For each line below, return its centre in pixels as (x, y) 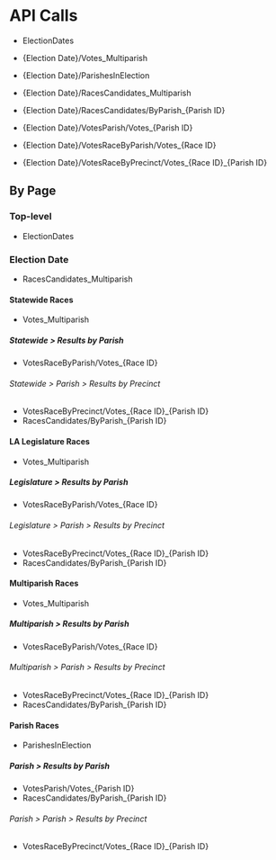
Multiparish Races (44, 583)
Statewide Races (41, 300)
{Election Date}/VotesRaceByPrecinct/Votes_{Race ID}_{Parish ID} (145, 162)
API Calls (44, 16)
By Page (33, 191)
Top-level (31, 217)
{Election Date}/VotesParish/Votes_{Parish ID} (107, 128)
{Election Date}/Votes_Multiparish (85, 58)
